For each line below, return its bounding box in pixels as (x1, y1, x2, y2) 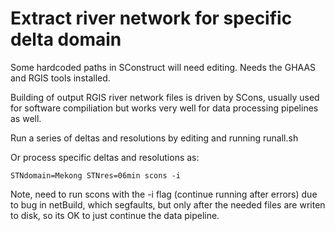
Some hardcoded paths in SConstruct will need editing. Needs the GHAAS (10, 61, 317, 73)
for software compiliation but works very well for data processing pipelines (10, 102, 319, 114)
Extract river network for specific (10, 7, 293, 30)
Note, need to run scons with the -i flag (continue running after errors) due (10, 188, 318, 200)
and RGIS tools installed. (10, 72, 111, 84)
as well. (10, 112, 42, 124)
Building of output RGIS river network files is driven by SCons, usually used (10, 91, 320, 103)
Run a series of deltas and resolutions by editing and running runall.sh (10, 132, 299, 144)
